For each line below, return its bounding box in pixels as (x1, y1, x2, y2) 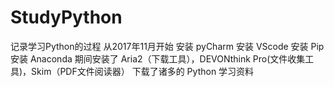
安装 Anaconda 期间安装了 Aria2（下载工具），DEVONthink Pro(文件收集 (10, 52, 306, 65)
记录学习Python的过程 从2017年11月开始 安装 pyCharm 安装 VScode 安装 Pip (10, 40, 325, 52)
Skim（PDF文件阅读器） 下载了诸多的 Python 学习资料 (31, 65, 255, 77)
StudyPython (10, 6, 123, 29)
